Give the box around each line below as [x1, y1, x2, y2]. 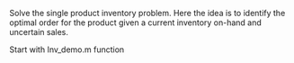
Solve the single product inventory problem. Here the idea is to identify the [9, 8, 286, 18]
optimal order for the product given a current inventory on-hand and [9, 17, 263, 28]
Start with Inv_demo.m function [9, 44, 125, 55]
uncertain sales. [9, 27, 69, 37]
